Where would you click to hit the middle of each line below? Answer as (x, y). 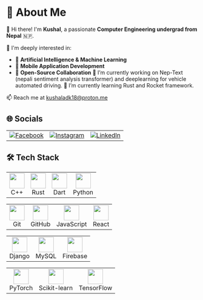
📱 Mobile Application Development (60, 66)
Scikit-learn (56, 288)
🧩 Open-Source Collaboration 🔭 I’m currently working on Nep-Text (99, 72)
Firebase (75, 256)
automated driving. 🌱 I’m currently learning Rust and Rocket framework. (104, 85)
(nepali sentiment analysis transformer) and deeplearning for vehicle (101, 79)
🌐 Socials (25, 119)
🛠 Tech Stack (33, 158)
